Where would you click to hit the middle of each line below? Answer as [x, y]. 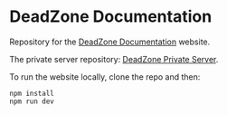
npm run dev [32, 101]
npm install [32, 93]
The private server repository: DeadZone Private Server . [114, 59]
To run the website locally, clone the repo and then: [105, 77]
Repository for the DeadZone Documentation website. [110, 42]
